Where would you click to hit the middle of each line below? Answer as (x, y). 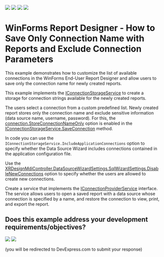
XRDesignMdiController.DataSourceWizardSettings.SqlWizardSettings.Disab (82, 168)
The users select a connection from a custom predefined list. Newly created (82, 108)
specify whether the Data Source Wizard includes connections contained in (81, 148)
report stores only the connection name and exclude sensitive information (80, 113)
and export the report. (27, 204)
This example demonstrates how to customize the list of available (71, 73)
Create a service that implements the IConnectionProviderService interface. (82, 188)
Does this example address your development (77, 219)
